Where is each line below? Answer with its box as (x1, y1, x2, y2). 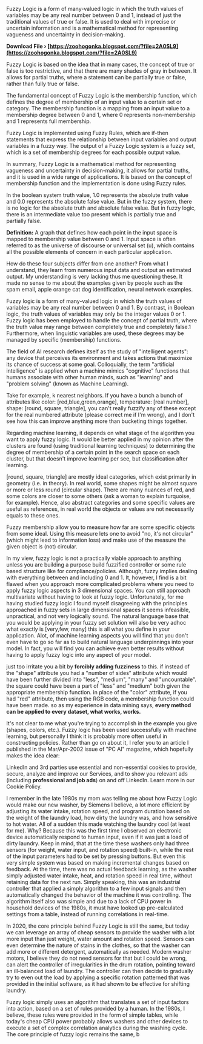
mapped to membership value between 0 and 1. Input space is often (6, 236, 176, 242)
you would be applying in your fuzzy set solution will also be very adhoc (6, 619, 187, 626)
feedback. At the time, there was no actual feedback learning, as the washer (6, 866, 197, 873)
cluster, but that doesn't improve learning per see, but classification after (6, 455, 188, 462)
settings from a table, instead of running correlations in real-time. (6, 911, 169, 917)
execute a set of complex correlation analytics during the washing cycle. (6, 1024, 187, 1031)
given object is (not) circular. (6, 543, 78, 550)
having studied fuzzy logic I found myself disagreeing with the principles (6, 600, 188, 607)
